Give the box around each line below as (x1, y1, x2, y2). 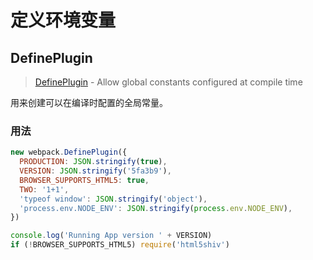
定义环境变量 (10, 9, 117, 32)
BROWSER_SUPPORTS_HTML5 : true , (19, 175, 150, 185)
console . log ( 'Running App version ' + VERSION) (10, 231, 213, 241)
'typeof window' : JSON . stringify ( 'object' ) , (19, 194, 208, 204)
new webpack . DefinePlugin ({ (10, 147, 128, 158)
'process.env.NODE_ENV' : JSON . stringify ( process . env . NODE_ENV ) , (19, 203, 293, 213)
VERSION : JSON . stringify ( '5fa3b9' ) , (19, 166, 172, 176)
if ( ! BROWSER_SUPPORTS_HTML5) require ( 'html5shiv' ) (10, 240, 230, 250)
